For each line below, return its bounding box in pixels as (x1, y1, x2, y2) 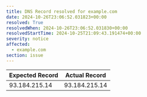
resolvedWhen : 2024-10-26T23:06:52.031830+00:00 (6, 25, 128, 31)
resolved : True (6, 19, 44, 25)
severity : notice (6, 36, 49, 42)
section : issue (6, 52, 44, 58)
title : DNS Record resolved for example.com (6, 8, 117, 15)
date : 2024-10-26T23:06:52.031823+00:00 (6, 14, 107, 20)
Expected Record (9, 71, 58, 79)
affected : (6, 42, 31, 48)
